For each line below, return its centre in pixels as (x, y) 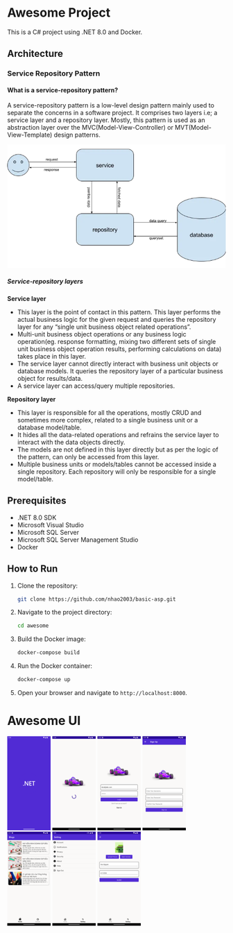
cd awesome (33, 626)
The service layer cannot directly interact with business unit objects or (118, 363)
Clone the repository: (48, 585)
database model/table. (49, 427)
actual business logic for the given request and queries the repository (116, 319)
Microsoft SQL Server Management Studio (78, 540)
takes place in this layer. (52, 356)
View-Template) (30, 135)
